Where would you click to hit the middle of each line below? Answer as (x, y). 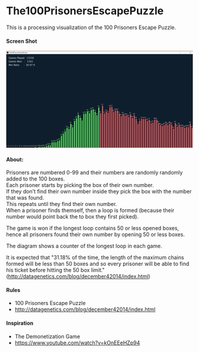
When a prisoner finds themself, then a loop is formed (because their (90, 210)
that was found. (25, 198)
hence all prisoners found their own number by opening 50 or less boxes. (96, 234)
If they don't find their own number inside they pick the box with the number (99, 192)
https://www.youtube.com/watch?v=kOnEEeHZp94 (77, 343)
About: (15, 159)
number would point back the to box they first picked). (73, 217)
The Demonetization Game (47, 336)
